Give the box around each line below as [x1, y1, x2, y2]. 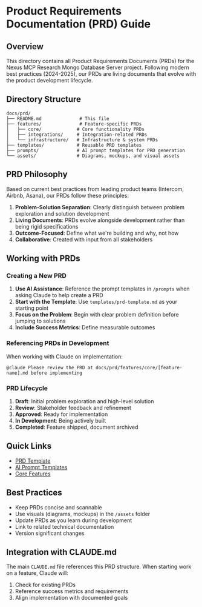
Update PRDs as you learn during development [15, 517, 132, 524]
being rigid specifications [15, 223, 79, 230]
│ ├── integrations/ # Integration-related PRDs [6, 132, 148, 138]
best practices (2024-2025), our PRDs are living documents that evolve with [6, 70, 197, 77]
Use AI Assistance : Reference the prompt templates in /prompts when [15, 285, 190, 292]
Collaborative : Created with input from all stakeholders [15, 235, 153, 243]
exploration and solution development [15, 210, 109, 217]
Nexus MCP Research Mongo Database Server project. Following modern [6, 64, 189, 71]
